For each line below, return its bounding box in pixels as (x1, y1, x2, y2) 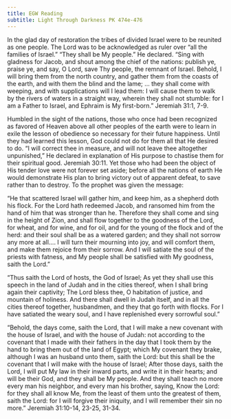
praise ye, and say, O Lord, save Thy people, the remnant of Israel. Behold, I (7, 65, 222, 73)
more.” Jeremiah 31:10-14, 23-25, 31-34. (7, 404, 121, 412)
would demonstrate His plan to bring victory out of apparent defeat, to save (7, 173, 221, 181)
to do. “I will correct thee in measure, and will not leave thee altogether (7, 144, 208, 152)
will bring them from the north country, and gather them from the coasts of (7, 72, 219, 80)
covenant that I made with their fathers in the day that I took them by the (7, 338, 212, 346)
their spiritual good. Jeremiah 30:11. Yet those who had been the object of (7, 159, 216, 167)
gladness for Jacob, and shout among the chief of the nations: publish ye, (7, 57, 217, 65)
